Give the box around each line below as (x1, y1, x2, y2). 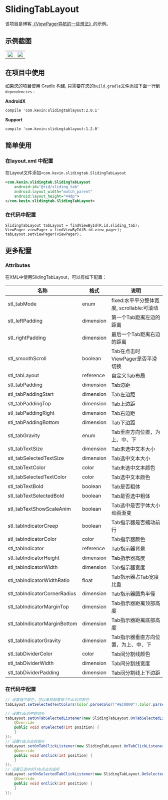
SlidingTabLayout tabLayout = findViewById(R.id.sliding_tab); (5, 223, 140, 228)
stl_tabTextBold (7, 483, 43, 490)
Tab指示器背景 (111, 545, 145, 552)
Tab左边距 (111, 391, 135, 398)
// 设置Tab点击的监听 (5, 739, 45, 744)
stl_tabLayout (7, 372, 39, 379)
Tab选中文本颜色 (111, 473, 150, 481)
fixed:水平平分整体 (111, 297, 155, 304)
